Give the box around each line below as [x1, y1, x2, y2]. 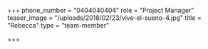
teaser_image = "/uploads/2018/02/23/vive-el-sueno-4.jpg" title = [7, 13, 202, 22]
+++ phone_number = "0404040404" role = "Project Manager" [7, 6, 194, 14]
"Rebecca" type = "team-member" [7, 21, 110, 29]
